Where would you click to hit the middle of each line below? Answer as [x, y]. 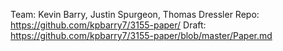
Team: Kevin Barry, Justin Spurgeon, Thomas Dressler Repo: [135, 14]
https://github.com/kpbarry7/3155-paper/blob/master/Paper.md [141, 35]
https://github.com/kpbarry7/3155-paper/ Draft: [108, 25]
